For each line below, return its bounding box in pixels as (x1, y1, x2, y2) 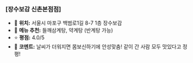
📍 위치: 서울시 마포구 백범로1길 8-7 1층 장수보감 (13, 19, 122, 27)
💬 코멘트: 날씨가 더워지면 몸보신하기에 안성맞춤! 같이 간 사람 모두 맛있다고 (13, 43, 182, 50)
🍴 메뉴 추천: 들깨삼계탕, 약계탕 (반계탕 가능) (13, 27, 113, 34)
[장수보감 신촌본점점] (5, 5, 61, 13)
